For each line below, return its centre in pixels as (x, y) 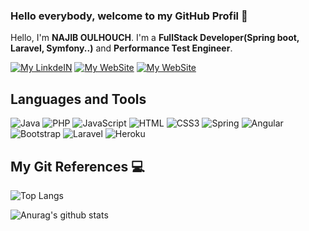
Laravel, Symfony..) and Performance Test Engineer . (121, 48)
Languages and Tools (78, 99)
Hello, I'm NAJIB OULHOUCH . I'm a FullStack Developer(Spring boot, (155, 38)
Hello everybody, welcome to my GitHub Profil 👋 (129, 16)
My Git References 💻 (77, 166)
